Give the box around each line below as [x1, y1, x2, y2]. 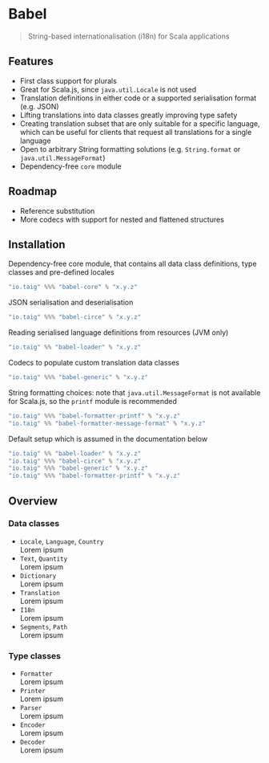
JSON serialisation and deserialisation [8, 298, 134, 308]
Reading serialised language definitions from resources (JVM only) [8, 328, 229, 337]
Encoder [19, 721, 46, 729]
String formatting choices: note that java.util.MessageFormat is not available [8, 387, 261, 398]
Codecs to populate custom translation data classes [8, 358, 180, 367]
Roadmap [8, 185, 58, 198]
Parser [19, 704, 42, 712]
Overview [8, 494, 58, 508]
